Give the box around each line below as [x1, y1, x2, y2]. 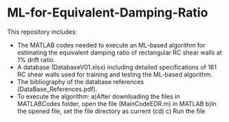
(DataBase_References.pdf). [17, 85, 98, 93]
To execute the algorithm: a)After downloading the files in [17, 92, 180, 101]
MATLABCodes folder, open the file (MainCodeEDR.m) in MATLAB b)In [17, 99, 217, 108]
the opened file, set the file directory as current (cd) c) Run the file [17, 107, 206, 115]
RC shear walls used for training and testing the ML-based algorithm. [17, 70, 213, 79]
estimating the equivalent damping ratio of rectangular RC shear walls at [17, 48, 222, 57]
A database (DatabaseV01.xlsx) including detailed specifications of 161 [17, 63, 217, 71]
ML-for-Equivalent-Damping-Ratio [7, 5, 208, 21]
